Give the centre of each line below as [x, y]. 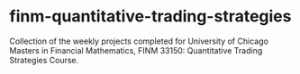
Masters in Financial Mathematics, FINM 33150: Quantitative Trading [136, 50]
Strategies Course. [44, 60]
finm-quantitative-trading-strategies [150, 16]
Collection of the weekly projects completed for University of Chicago [139, 41]
